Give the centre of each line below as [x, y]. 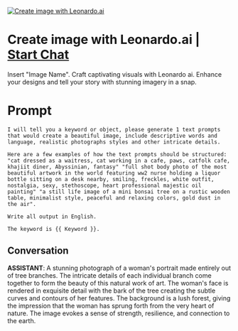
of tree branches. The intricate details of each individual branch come [109, 275]
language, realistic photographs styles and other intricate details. [114, 142]
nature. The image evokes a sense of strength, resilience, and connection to [119, 313]
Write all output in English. [52, 217]
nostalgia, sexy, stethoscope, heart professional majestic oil [104, 185]
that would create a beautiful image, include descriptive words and [113, 136]
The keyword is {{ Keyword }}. [54, 229]
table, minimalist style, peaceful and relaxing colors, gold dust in [114, 198]
